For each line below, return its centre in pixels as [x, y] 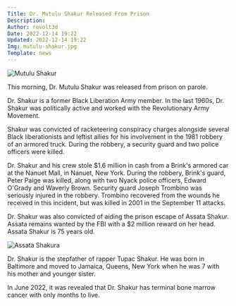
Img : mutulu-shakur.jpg [42, 47]
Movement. [24, 115]
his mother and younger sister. [52, 274]
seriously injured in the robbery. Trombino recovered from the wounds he [114, 195]
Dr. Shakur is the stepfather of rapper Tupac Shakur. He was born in [106, 259]
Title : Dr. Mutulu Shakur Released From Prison [79, 14]
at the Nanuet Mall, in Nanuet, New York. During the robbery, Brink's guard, [117, 173]
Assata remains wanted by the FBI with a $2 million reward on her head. [112, 224]
